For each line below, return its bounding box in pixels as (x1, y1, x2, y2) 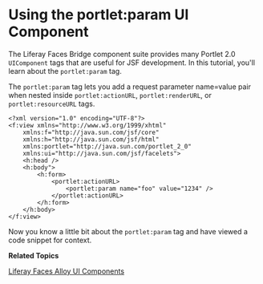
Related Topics (8, 250, 59, 260)
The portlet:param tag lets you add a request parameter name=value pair (8, 82, 251, 91)
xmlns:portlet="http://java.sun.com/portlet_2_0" (22, 142, 192, 150)
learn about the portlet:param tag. (8, 66, 122, 75)
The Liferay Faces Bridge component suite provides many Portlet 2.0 (8, 49, 236, 59)
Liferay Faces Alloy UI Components (8, 266, 125, 276)
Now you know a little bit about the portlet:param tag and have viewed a (8, 226, 249, 236)
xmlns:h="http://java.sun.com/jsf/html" (22, 135, 160, 144)
